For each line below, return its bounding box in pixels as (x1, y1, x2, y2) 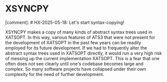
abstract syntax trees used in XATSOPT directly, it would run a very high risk (5, 50, 162, 56)
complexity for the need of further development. (5, 71, 105, 77)
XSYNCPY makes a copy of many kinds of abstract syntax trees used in (5, 29, 153, 35)
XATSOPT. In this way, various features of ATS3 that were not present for (5, 34, 156, 40)
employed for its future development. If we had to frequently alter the (5, 45, 147, 51)
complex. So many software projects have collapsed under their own (5, 66, 146, 72)
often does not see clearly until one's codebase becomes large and (5, 61, 144, 67)
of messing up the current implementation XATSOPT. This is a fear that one (5, 55, 160, 61)
